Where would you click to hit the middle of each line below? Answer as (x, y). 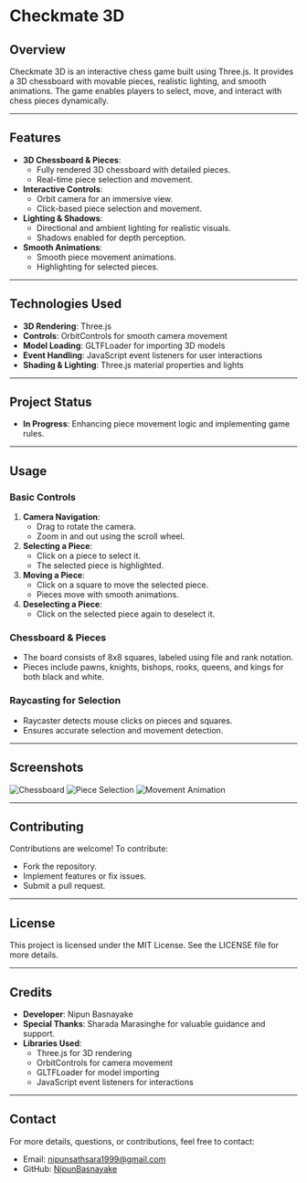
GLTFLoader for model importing (98, 1072)
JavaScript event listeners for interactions (115, 1082)
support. (39, 1033)
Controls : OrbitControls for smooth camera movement (125, 335)
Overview (38, 50)
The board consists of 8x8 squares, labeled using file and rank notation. (158, 658)
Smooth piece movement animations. (106, 257)
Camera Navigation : (61, 517)
